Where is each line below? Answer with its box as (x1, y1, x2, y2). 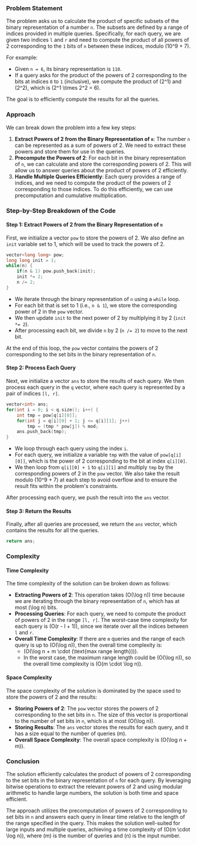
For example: (6, 54, 38, 61)
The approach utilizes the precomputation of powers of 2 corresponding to (6, 807, 188, 814)
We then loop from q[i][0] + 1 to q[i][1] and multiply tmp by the (14, 464, 173, 471)
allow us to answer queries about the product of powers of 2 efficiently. (14, 166, 188, 173)
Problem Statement (6, 4, 63, 12)
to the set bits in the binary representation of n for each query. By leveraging (6, 777, 191, 784)
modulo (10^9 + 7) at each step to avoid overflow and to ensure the (14, 476, 178, 483)
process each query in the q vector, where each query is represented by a (6, 384, 185, 391)
